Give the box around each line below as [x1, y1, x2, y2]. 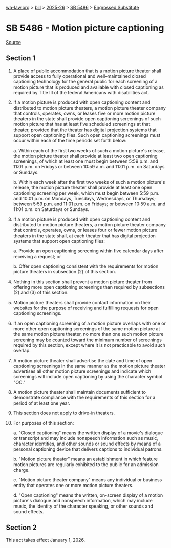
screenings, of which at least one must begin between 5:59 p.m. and [13, 158, 158, 164]
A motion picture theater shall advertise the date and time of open [13, 357, 153, 363]
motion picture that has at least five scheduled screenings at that [13, 121, 151, 127]
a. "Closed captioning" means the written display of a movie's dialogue [13, 430, 163, 436]
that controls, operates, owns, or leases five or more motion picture [13, 110, 156, 116]
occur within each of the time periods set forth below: [13, 137, 127, 143]
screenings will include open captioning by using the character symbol [13, 373, 163, 380]
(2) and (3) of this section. [13, 289, 69, 296]
